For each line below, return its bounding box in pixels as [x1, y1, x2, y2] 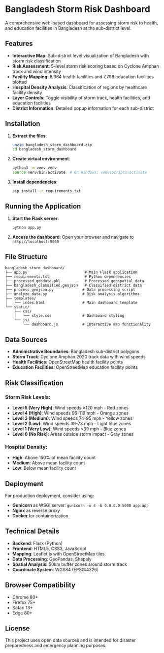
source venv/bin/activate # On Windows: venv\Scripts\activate [12, 170, 147, 175]
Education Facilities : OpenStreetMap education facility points [12, 364, 138, 370]
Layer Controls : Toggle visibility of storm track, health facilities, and [12, 95, 150, 100]
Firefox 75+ [12, 599, 36, 605]
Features [5, 40, 33, 48]
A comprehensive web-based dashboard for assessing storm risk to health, [5, 20, 159, 26]
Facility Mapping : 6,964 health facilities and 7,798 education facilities [12, 73, 154, 80]
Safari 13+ [12, 604, 33, 610]
